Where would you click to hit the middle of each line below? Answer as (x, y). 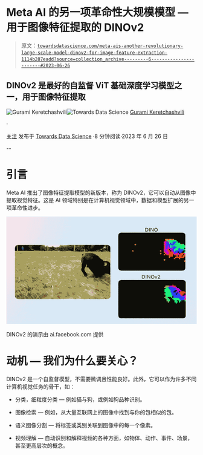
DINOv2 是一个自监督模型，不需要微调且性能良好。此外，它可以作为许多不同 (101, 379)
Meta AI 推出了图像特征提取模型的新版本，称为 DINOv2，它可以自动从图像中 (101, 192)
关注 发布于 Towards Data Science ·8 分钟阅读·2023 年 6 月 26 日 (87, 136)
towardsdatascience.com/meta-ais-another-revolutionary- (110, 46)
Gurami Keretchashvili (157, 112)
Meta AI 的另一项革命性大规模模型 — (98, 12)
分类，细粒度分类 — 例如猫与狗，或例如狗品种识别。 (80, 399)
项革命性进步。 (25, 208)
